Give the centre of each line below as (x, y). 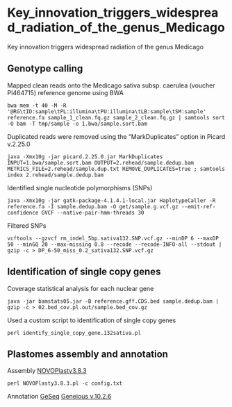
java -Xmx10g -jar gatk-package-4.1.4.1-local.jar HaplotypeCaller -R (111, 200)
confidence (23, 213)
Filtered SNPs (27, 225)
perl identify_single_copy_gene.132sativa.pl (74, 333)
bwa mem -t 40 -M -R (37, 106)
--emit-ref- (198, 206)
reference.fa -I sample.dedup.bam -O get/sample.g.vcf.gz (93, 206)
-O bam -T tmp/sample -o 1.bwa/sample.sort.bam (77, 124)
